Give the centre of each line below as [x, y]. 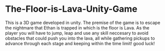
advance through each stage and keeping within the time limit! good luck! [80, 43]
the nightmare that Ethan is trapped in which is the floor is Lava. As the [77, 27]
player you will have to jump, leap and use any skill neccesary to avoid [77, 33]
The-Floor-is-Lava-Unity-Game [71, 9]
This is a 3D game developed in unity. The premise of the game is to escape [83, 23]
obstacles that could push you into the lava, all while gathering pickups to [80, 38]
